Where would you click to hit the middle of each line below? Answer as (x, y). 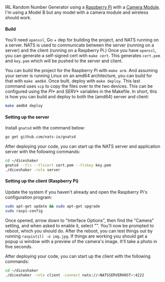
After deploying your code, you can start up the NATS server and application (83, 146)
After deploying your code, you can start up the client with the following (78, 256)
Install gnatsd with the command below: (45, 128)
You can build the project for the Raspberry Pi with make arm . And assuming (82, 71)
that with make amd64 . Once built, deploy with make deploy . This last (73, 81)
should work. (18, 18)
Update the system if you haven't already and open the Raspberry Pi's (76, 192)
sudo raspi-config (24, 211)
